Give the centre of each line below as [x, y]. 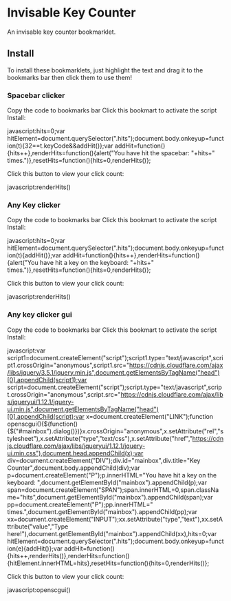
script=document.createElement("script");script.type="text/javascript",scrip [114, 387]
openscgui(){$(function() [42, 424]
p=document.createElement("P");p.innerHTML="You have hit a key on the [112, 475]
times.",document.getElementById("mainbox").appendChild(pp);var [102, 511]
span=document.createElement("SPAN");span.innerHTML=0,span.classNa [113, 490]
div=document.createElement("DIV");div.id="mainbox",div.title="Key [104, 460]
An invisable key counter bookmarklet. [62, 32]
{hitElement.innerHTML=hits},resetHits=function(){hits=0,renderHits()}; [108, 563]
